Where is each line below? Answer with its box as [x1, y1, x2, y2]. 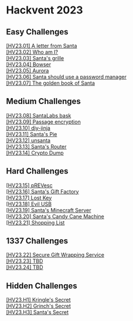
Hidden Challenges [6, 281, 77, 291]
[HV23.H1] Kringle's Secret [6, 296, 71, 303]
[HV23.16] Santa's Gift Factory [6, 188, 79, 195]
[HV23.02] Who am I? [6, 49, 59, 56]
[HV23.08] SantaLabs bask [6, 112, 71, 119]
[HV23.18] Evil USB [6, 200, 52, 208]
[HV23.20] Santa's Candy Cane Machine [6, 213, 104, 220]
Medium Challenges [6, 96, 81, 106]
